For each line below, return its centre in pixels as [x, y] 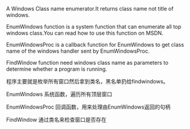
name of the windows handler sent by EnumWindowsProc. [78, 51]
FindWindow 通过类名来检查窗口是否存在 [56, 120]
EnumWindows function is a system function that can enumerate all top [94, 27]
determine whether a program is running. [57, 69]
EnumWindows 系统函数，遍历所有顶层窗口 [59, 94]
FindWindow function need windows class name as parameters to [87, 63]
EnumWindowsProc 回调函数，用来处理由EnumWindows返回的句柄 [88, 107]
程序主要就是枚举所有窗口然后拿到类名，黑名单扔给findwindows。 [88, 81]
